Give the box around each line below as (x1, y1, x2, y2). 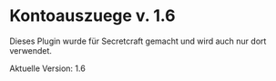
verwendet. (9, 45, 53, 56)
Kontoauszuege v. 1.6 (9, 5, 176, 26)
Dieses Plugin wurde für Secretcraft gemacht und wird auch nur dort (9, 35, 267, 46)
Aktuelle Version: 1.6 (9, 63, 87, 74)
